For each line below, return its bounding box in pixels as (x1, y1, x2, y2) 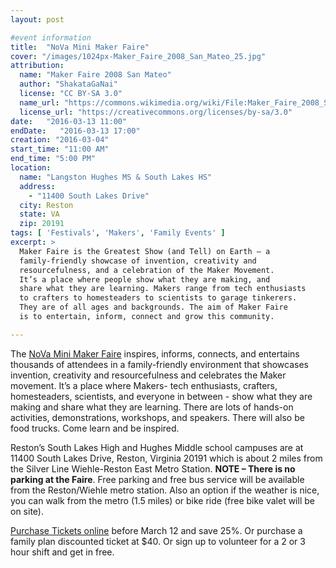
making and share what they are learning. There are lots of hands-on (10, 401, 294, 413)
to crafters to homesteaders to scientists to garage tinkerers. (19, 293, 298, 303)
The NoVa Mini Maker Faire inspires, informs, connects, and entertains (10, 347, 300, 360)
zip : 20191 (19, 219, 65, 229)
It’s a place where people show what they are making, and (19, 274, 271, 285)
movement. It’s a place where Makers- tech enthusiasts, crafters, (10, 379, 278, 391)
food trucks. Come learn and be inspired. (10, 422, 180, 434)
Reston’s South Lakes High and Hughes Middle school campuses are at (10, 441, 304, 453)
